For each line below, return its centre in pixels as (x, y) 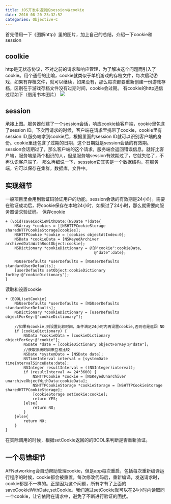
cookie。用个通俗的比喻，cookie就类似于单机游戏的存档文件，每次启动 (80, 76)
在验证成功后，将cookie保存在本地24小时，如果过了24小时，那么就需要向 (82, 205)
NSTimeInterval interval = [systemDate (66, 359)
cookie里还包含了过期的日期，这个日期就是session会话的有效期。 (83, 143)
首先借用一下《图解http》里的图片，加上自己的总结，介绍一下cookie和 (79, 35)
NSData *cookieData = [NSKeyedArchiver (57, 239)
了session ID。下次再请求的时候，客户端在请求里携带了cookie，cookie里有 (84, 130)
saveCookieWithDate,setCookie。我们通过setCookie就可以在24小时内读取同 (85, 490)
